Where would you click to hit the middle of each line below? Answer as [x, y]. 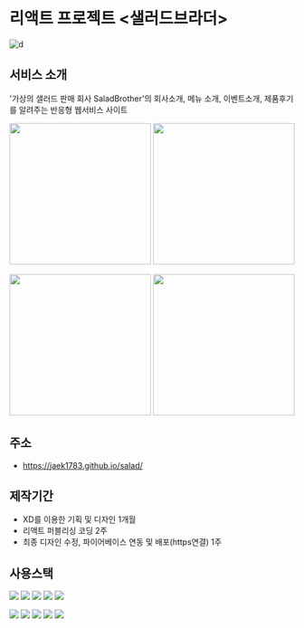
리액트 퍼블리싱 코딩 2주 [65, 531]
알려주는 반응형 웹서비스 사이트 [73, 109]
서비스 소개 [38, 75]
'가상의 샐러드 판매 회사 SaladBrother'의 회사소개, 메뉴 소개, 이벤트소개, [136, 98]
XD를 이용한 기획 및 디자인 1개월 [79, 519]
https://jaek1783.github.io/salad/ [82, 465]
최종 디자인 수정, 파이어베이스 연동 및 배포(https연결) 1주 [122, 542]
